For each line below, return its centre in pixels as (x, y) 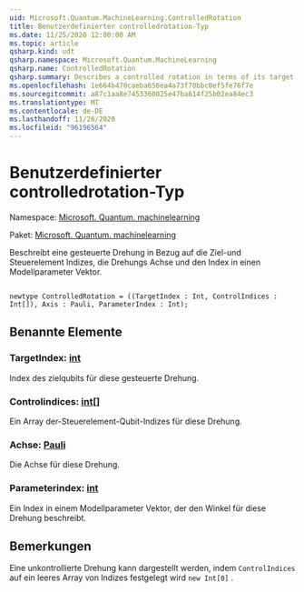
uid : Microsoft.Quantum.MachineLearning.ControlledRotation (126, 18)
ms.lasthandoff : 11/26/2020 (63, 119)
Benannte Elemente (66, 332)
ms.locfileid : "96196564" (58, 128)
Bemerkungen (51, 546)
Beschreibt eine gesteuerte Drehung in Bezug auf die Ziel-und (126, 252)
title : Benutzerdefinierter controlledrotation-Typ (109, 26)
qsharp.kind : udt (42, 52)
